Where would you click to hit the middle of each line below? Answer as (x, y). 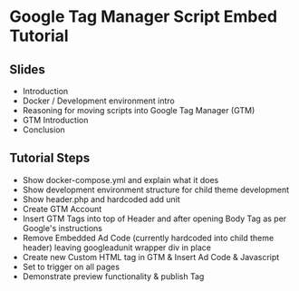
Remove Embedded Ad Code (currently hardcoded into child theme (148, 238)
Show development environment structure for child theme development (156, 189)
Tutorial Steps (50, 158)
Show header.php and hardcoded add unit (101, 199)
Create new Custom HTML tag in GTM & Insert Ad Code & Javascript (151, 257)
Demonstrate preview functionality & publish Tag (113, 276)
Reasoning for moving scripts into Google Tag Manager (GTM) (139, 110)
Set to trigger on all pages (71, 267)
